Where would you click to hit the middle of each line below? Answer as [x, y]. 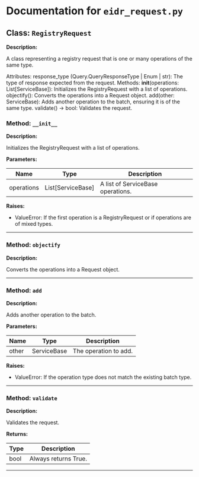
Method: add [24, 290]
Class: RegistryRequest [49, 33]
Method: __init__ [32, 123]
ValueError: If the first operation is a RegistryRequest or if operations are [103, 217]
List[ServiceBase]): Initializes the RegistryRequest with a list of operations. [97, 89]
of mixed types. [34, 224]
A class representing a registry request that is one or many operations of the [99, 59]
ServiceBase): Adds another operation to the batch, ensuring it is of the [93, 102]
